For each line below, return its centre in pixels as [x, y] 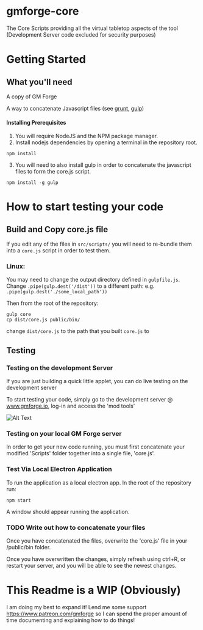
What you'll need [39, 82]
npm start [19, 500]
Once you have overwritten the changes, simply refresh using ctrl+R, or [96, 559]
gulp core [19, 315]
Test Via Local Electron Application [59, 469]
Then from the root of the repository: [52, 303]
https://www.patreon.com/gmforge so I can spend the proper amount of [97, 614]
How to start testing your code [85, 207]
